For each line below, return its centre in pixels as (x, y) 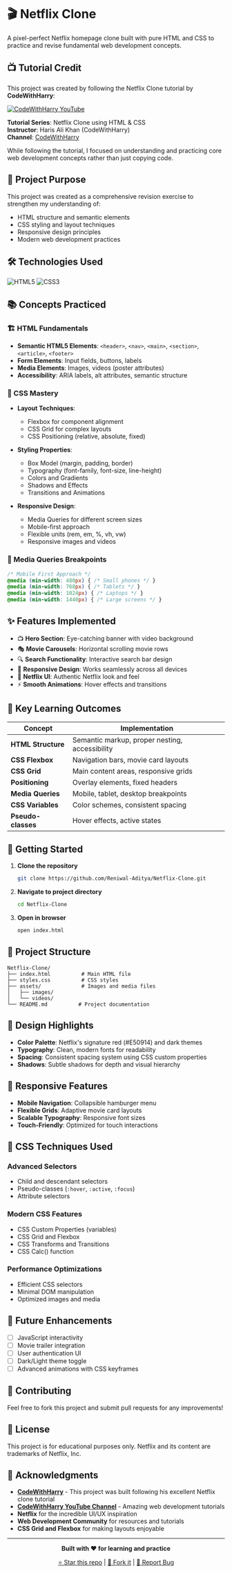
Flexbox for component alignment (75, 422)
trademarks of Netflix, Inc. (44, 1453)
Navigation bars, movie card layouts (130, 760)
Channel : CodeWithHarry (43, 137)
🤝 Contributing (39, 1391)
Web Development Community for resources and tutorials (100, 1521)
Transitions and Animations (66, 492)
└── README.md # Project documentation (78, 1004)
